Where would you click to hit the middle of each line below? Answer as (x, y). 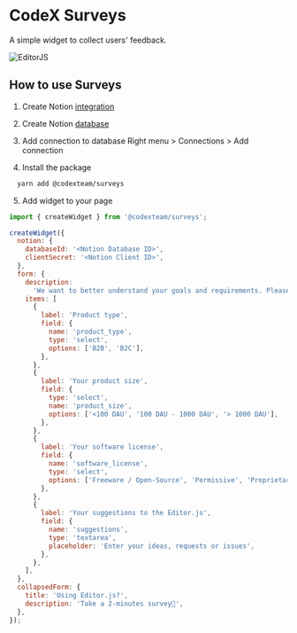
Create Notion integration (68, 106)
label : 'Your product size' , (95, 381)
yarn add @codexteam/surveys (71, 184)
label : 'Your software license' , (103, 447)
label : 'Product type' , (84, 316)
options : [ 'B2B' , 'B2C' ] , (96, 348)
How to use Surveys (65, 85)
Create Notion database (65, 123)
